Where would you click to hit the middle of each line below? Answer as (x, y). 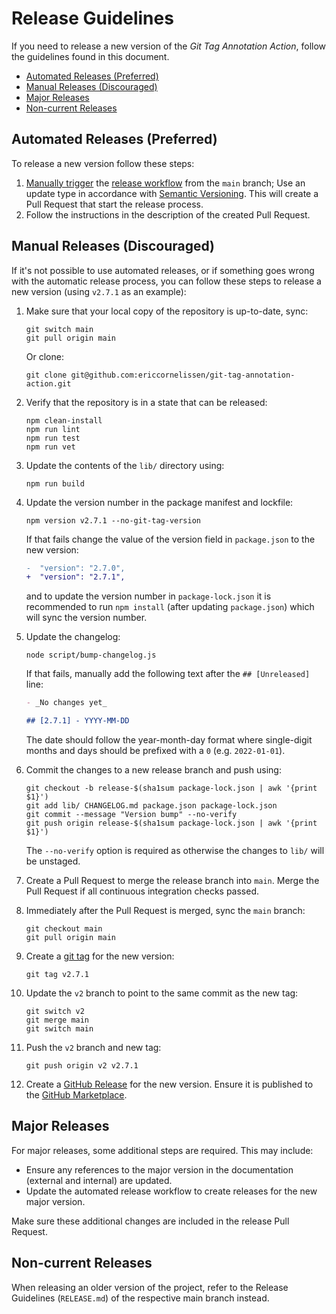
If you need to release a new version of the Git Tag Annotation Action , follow (169, 46)
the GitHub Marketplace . (76, 1095)
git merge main (57, 1020)
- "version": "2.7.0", (75, 568)
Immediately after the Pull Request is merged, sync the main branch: (165, 911)
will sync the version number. (86, 618)
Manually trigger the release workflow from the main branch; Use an (165, 183)
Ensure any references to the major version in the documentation (159, 1169)
